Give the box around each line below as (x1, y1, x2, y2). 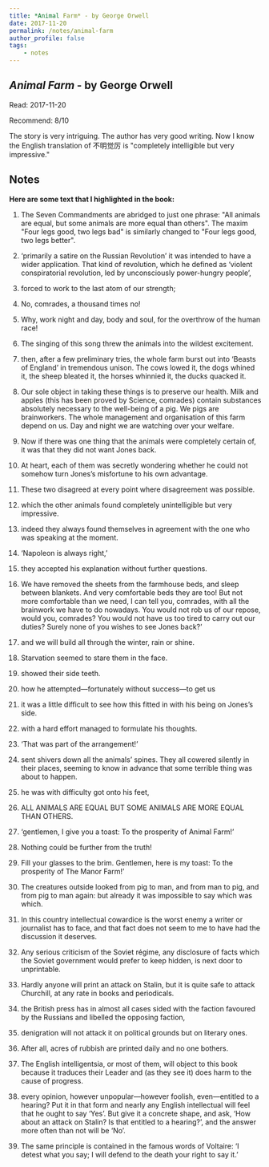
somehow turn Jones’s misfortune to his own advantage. (20, 468, 208, 478)
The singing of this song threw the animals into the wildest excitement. (20, 338, 254, 348)
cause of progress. (20, 1076, 83, 1085)
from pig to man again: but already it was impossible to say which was (20, 890, 253, 900)
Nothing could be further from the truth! (20, 842, 152, 852)
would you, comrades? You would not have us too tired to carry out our (20, 613, 255, 622)
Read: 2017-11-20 (9, 99, 66, 109)
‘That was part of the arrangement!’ (20, 739, 139, 748)
